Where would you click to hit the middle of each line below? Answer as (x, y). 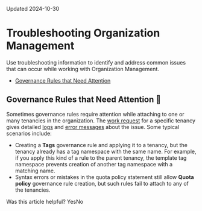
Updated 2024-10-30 (33, 9)
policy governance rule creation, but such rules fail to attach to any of (102, 183)
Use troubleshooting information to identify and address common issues (96, 62)
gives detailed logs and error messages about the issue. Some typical (93, 127)
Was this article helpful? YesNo (45, 201)
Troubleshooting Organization (83, 33)
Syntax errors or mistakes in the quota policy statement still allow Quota (104, 177)
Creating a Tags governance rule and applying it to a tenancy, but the (101, 145)
